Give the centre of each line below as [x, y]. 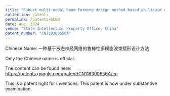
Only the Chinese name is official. [40, 58]
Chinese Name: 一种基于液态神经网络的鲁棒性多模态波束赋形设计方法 [77, 48]
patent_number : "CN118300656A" [38, 33]
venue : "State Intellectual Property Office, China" [62, 29]
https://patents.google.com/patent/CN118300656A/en [61, 74]
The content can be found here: [38, 68]
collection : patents [27, 15]
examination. [18, 89]
